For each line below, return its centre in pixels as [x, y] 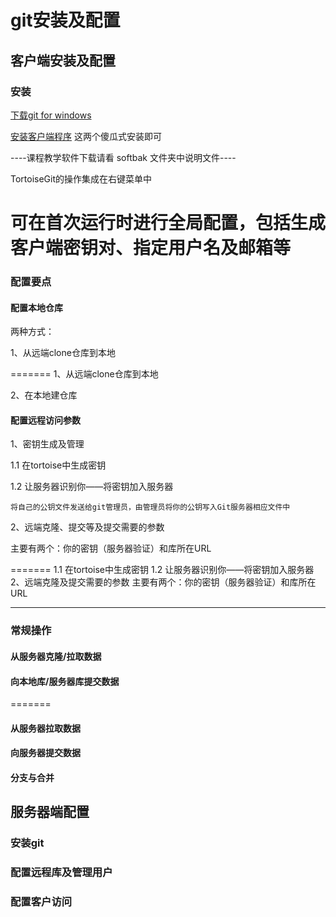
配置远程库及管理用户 [61, 873]
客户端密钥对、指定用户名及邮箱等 [151, 248]
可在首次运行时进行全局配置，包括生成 [168, 223]
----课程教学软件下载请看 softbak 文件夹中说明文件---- [123, 157]
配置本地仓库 [36, 307]
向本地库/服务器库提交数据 [65, 681]
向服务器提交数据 [45, 753]
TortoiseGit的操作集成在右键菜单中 [81, 178]
